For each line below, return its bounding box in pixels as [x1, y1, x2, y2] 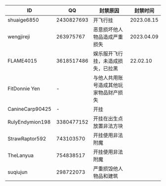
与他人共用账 [93, 74, 124, 81]
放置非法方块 [93, 123, 124, 129]
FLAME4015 [7, 57, 38, 64]
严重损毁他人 [93, 165, 124, 172]
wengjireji [7, 33, 30, 40]
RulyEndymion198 [7, 119, 51, 125]
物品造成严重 [93, 34, 124, 40]
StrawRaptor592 [7, 136, 46, 142]
